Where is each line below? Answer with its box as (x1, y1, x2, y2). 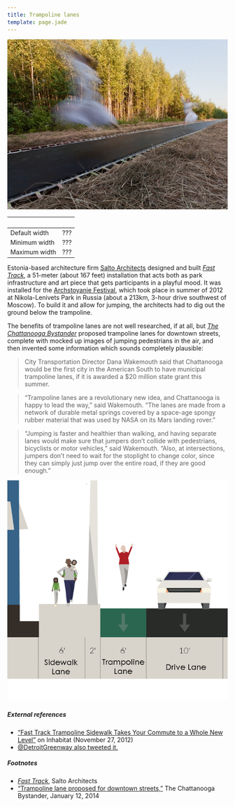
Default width (10, 228, 49, 237)
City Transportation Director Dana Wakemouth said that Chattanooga (24, 357, 223, 366)
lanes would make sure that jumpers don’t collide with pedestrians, (24, 436, 218, 445)
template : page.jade (7, 18, 68, 26)
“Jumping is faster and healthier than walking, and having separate (24, 429, 217, 437)
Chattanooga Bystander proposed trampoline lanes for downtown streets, (7, 329, 220, 337)
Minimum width (10, 238, 55, 247)
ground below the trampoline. (7, 308, 92, 316)
